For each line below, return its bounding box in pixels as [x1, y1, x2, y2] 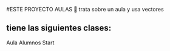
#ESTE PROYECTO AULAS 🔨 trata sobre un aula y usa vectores [6, 6, 164, 13]
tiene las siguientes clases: [6, 23, 112, 33]
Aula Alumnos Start [6, 39, 55, 46]
